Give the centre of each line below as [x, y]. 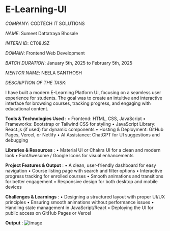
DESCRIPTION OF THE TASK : [36, 82]
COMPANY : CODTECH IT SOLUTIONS [45, 23]
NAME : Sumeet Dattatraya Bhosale [42, 33]
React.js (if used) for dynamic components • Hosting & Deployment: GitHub [84, 129]
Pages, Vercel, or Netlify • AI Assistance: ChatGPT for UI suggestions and [83, 135]
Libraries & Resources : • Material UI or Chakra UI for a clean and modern [83, 150]
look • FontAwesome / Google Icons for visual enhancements [69, 155]
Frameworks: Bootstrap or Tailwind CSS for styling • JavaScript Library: [80, 124]
